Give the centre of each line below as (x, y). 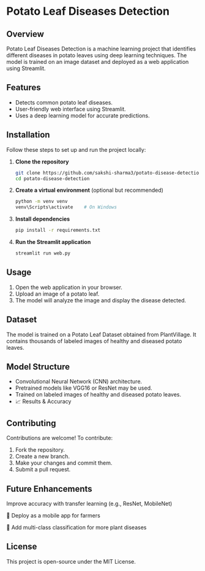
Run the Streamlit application (53, 242)
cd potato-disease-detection (52, 179)
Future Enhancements (50, 489)
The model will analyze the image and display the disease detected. (101, 300)
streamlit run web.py (43, 253)
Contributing (31, 423)
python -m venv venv (41, 202)
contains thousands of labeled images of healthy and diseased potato (94, 341)
